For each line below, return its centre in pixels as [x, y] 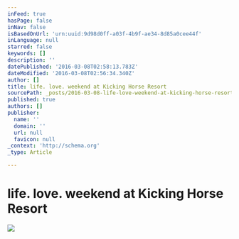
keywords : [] [27, 54]
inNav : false [27, 27]
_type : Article [30, 152]
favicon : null [34, 139]
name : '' [27, 119]
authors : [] [25, 106]
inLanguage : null [33, 40]
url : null [28, 133]
